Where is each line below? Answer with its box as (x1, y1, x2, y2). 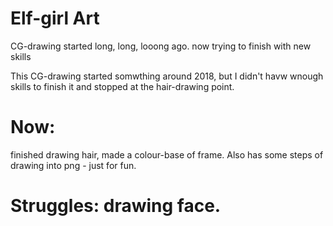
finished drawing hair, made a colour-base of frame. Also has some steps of (10, 148, 324, 161)
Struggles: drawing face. (10, 195, 222, 217)
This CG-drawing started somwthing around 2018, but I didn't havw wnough (10, 70, 324, 82)
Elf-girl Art (10, 7, 100, 30)
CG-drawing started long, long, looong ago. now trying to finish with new (10, 40, 312, 52)
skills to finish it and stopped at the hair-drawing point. (10, 80, 235, 92)
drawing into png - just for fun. (10, 159, 137, 171)
